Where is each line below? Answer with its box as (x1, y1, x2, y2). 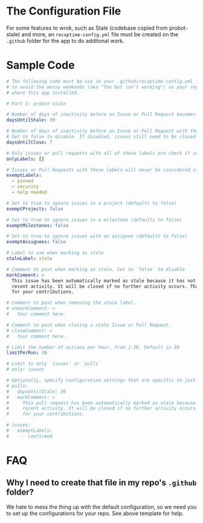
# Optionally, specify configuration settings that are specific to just (6, 377, 196, 383)
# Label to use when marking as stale (6, 250, 104, 256)
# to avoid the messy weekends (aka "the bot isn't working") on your (6, 84, 188, 90)
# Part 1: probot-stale (6, 100, 66, 107)
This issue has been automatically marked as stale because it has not (11, 277, 196, 284)
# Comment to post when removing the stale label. (6, 300, 137, 306)
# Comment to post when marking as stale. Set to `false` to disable (6, 266, 185, 272)
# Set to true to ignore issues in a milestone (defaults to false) (6, 217, 182, 223)
